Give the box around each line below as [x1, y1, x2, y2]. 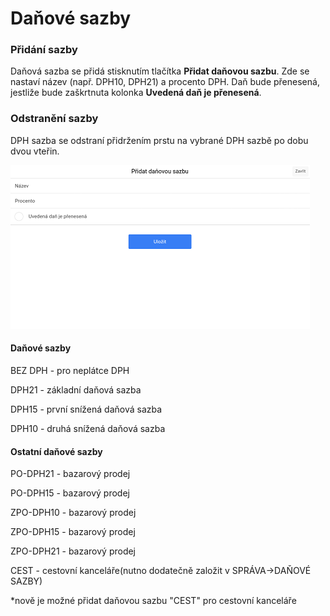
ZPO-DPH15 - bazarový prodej [10, 526, 136, 538]
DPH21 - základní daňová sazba [10, 383, 142, 396]
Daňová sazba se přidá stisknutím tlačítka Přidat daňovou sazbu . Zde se [10, 65, 310, 77]
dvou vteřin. [10, 145, 60, 157]
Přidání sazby [10, 43, 78, 57]
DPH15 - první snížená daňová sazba [10, 403, 163, 415]
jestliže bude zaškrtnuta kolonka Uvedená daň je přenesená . [10, 87, 262, 99]
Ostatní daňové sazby [10, 445, 103, 457]
